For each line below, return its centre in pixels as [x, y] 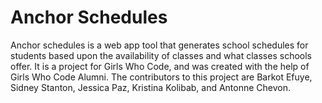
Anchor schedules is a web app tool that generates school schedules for [159, 45]
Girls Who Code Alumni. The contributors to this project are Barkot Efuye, [161, 77]
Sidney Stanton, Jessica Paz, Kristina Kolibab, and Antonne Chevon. [151, 87]
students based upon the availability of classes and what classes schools [161, 55]
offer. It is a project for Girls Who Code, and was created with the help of [160, 66]
